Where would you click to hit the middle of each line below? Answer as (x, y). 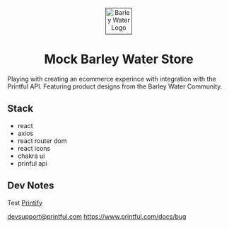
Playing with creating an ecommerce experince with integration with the (112, 79)
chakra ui (31, 156)
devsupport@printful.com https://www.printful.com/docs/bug (97, 216)
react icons (34, 148)
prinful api (33, 163)
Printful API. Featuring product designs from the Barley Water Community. (115, 86)
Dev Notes (31, 186)
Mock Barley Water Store (119, 59)
